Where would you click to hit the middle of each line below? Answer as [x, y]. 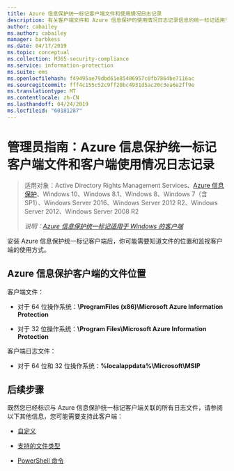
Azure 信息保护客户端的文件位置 [77, 274]
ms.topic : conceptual [39, 53]
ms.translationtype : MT [42, 91]
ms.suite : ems [28, 72]
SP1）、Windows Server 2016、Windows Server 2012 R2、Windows [121, 202]
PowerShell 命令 [40, 461]
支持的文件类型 [39, 446]
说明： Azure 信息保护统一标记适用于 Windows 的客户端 [103, 226]
